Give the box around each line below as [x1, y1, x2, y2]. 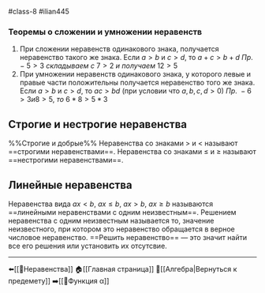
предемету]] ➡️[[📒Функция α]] [8, 276, 110, 285]
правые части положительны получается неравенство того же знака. [19, 78, 256, 88]
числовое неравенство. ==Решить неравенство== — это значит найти [8, 232, 247, 242]
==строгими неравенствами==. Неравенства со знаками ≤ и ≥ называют [8, 147, 256, 156]
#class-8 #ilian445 [8, 7, 69, 16]
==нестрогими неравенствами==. [8, 156, 124, 165]
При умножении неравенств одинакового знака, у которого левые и [19, 69, 251, 79]
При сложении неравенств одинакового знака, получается [19, 44, 219, 54]
